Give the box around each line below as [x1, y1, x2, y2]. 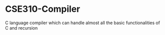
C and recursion [5, 25, 38, 31]
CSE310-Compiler [5, 3, 81, 15]
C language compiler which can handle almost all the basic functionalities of [5, 20, 161, 26]
